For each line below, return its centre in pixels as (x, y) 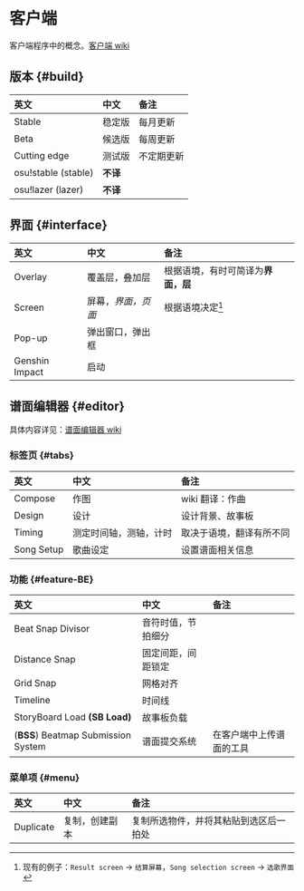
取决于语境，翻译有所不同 (235, 533)
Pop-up (31, 338)
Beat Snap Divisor (52, 628)
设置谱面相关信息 (217, 549)
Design (29, 515)
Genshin (32, 361)
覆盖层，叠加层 (119, 277)
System (30, 746)
